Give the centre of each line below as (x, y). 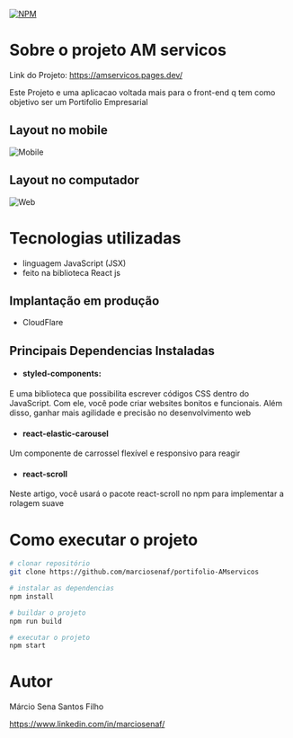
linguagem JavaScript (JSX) (74, 263)
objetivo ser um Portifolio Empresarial (79, 102)
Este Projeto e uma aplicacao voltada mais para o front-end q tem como (142, 92)
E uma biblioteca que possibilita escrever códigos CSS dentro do (129, 393)
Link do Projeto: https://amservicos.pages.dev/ (96, 75)
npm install (31, 596)
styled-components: (62, 374)
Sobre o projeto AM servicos (118, 50)
